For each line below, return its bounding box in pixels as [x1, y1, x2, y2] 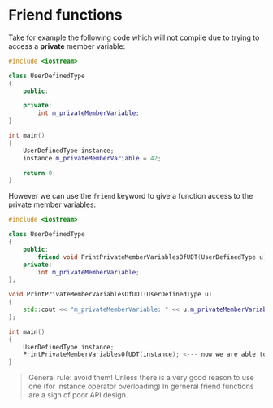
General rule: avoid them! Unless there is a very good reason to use [28, 373, 254, 383]
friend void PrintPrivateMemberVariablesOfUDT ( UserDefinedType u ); [37, 252, 271, 261]
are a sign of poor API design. [28, 390, 128, 400]
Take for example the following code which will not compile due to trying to [8, 33, 260, 42]
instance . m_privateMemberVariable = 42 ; [23, 154, 162, 162]
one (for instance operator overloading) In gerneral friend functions [28, 381, 254, 392]
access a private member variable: [8, 41, 126, 50]
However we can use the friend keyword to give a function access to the [8, 191, 253, 201]
